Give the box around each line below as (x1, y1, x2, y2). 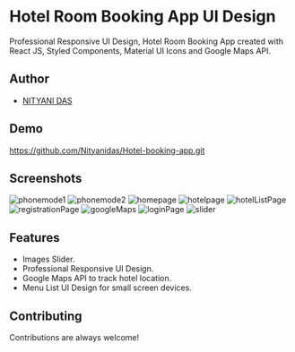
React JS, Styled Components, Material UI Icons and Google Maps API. (9, 45, 272, 56)
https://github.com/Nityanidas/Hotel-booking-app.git (9, 145, 205, 156)
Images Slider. (22, 253, 75, 265)
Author (9, 72, 49, 87)
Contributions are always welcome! (9, 332, 140, 342)
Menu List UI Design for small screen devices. (22, 282, 193, 293)
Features (9, 230, 60, 245)
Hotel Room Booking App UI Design (9, 6, 276, 27)
